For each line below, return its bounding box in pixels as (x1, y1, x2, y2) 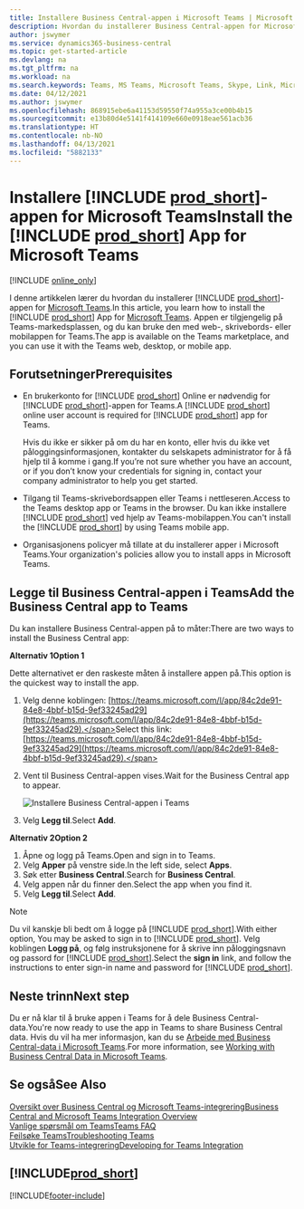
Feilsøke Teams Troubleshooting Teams (9, 1129, 155, 1141)
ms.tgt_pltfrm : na (9, 64, 79, 73)
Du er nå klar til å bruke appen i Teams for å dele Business (9, 1012, 226, 1023)
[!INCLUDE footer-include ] (9, 1190, 106, 1201)
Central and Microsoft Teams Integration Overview (9, 1110, 198, 1121)
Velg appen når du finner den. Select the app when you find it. (22, 879, 252, 890)
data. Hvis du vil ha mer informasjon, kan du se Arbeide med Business (9, 1031, 271, 1042)
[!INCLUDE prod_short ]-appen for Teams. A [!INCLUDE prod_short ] (22, 400, 271, 411)
